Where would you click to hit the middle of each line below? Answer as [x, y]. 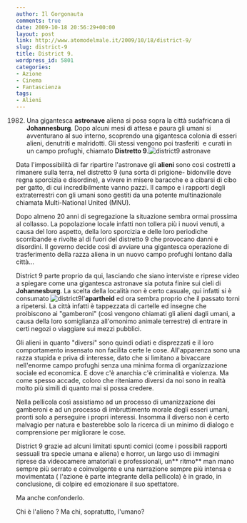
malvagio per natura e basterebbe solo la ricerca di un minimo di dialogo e [125, 425]
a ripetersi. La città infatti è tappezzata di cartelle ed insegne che [111, 306]
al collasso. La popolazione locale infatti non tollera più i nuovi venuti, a [120, 224]
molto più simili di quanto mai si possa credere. [85, 388]
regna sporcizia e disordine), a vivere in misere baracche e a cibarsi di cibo [126, 180]
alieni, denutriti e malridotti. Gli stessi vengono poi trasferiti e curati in [129, 143]
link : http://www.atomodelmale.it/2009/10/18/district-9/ [104, 41]
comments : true [39, 21]
